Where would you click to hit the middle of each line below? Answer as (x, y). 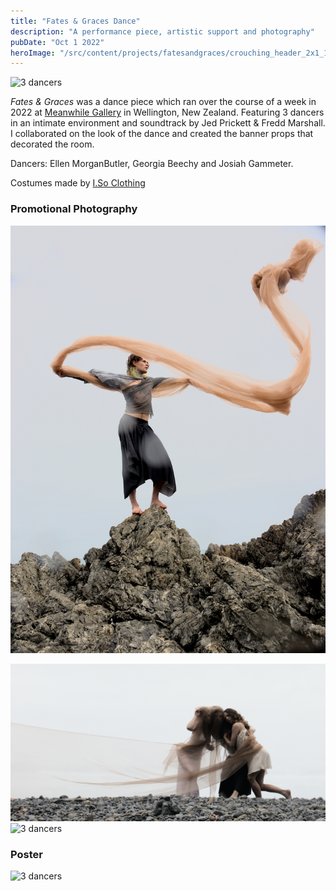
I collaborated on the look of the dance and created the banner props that (162, 134)
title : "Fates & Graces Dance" (75, 21)
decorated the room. (52, 144)
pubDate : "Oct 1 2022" (57, 42)
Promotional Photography (74, 209)
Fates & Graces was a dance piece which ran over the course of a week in (163, 102)
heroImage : (33, 53)
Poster (26, 854)
